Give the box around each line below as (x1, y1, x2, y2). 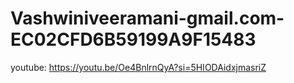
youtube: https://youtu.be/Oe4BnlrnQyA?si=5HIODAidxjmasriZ (10, 61, 267, 73)
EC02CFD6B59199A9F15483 (10, 28, 257, 51)
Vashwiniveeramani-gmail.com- (10, 7, 285, 30)
